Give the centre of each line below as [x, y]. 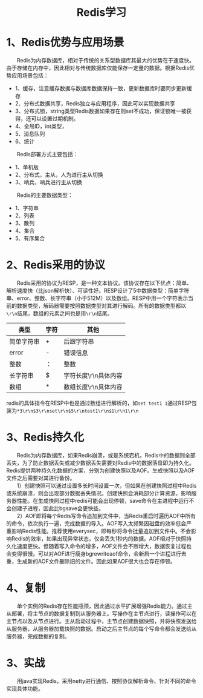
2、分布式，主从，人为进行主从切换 [59, 175]
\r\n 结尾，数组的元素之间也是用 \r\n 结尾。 [60, 313]
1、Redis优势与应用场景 [65, 42]
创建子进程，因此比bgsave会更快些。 [57, 508]
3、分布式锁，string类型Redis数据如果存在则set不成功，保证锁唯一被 [101, 111]
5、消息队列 [30, 134]
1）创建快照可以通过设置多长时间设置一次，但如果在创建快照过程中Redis [107, 486]
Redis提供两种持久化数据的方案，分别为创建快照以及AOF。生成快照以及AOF [101, 470]
